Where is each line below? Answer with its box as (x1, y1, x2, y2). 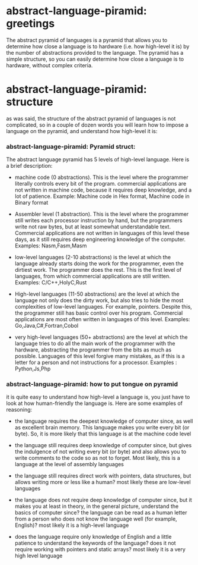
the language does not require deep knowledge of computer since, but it (14, 497, 193, 504)
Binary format (14, 199, 49, 206)
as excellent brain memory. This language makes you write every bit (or (14, 424, 190, 431)
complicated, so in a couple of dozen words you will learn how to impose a (6, 121, 189, 128)
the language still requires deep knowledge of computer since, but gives (14, 442, 192, 449)
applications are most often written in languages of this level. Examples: (14, 316, 190, 323)
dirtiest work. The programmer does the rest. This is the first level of (14, 266, 182, 274)
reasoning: (6, 406, 33, 413)
